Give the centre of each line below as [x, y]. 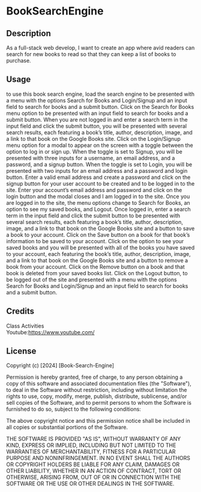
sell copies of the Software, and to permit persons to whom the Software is [99, 403]
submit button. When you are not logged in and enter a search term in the [97, 119]
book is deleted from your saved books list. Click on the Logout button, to [97, 273]
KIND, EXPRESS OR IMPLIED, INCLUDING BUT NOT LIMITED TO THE [91, 445]
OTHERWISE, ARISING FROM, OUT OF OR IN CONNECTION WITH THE [94, 478]
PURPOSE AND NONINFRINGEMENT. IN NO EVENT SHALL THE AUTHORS [98, 458]
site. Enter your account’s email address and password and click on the [94, 190]
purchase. [19, 61]
